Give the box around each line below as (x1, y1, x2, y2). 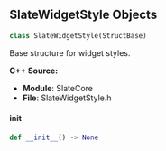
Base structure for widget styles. (9, 47, 131, 58)
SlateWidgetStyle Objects (9, 7, 158, 23)
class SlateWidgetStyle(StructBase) (9, 31, 147, 40)
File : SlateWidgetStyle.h (22, 92, 112, 103)
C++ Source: (9, 65, 59, 76)
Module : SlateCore (22, 82, 93, 93)
